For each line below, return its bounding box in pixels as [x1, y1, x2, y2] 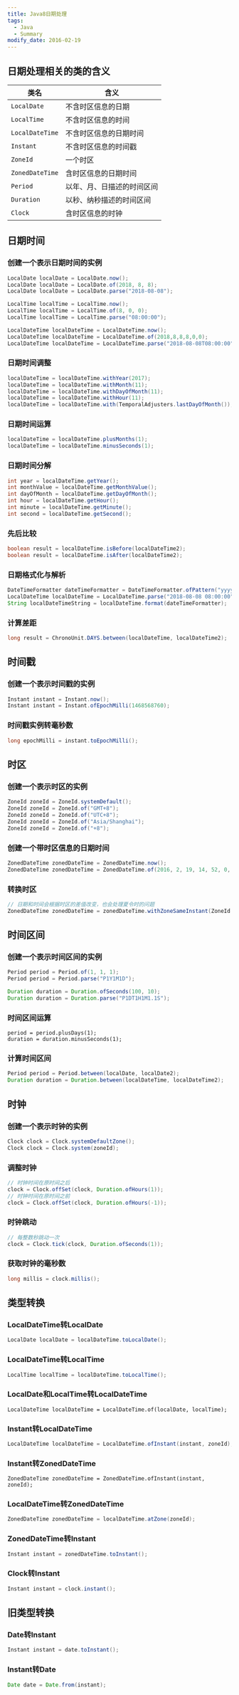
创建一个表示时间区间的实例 [7, 951, 102, 961]
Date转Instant [7, 1630, 56, 1639]
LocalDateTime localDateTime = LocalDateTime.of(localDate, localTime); [7, 1406, 228, 1413]
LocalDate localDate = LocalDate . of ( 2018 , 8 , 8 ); [7, 281, 158, 288]
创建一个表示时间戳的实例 [7, 679, 95, 689]
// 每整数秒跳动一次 [7, 1234, 60, 1241]
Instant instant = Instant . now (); [7, 695, 110, 703]
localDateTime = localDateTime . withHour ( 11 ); [7, 394, 144, 402]
